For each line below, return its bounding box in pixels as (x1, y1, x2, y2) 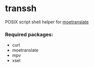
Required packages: (5, 31, 53, 38)
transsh (5, 3, 37, 14)
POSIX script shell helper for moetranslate (5, 19, 89, 25)
